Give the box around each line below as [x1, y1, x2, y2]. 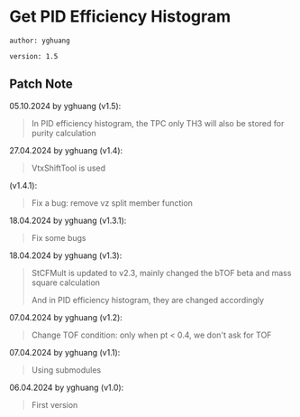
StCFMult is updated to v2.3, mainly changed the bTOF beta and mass [31, 267, 292, 278]
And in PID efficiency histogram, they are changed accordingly [31, 294, 264, 305]
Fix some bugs [31, 232, 87, 243]
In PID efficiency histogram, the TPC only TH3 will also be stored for [31, 117, 285, 128]
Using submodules [31, 364, 102, 375]
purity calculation [31, 127, 96, 138]
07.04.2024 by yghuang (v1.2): [9, 311, 123, 322]
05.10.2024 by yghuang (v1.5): [9, 100, 122, 111]
